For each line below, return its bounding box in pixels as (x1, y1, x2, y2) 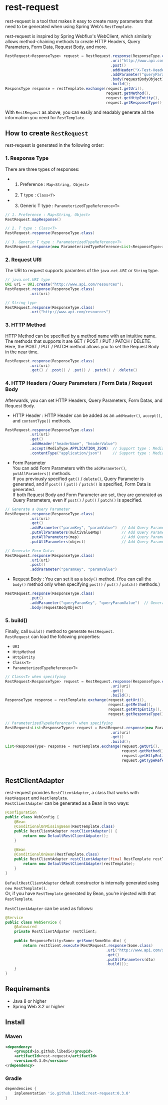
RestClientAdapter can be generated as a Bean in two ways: (5, 800, 129, 806)
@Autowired (14, 924, 37, 930)
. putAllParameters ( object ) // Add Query (29, 539, 149, 544)
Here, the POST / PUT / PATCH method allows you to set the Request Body (5, 343, 159, 349)
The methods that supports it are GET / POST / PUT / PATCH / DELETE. (5, 338, 151, 344)
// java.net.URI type (5, 277, 50, 282)
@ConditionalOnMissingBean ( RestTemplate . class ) (14, 824, 115, 829)
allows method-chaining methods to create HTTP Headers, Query (5, 38, 141, 44)
